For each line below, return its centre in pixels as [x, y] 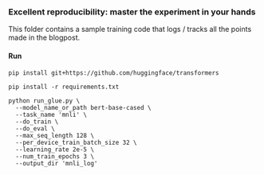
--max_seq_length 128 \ [55, 135]
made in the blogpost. [44, 37]
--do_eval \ [35, 128]
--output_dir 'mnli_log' [57, 163]
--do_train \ [37, 122]
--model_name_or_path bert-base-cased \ [83, 107]
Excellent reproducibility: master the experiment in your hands [132, 12]
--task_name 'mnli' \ [51, 115]
